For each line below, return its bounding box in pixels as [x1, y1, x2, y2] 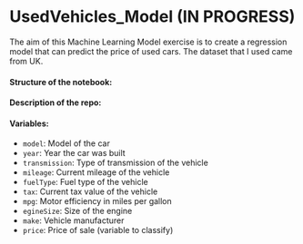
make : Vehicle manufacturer [22, 215, 125, 226]
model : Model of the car [22, 138, 111, 149]
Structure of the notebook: [9, 76, 113, 87]
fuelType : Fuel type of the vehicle [22, 177, 148, 188]
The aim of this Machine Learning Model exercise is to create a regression [9, 36, 288, 47]
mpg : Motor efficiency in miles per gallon [22, 196, 173, 207]
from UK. [9, 55, 44, 66]
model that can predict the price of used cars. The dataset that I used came [9, 45, 293, 56]
